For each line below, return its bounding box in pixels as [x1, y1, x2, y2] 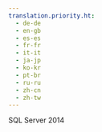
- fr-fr [15, 42, 42, 50]
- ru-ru [15, 78, 42, 86]
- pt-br [15, 71, 42, 79]
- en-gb [15, 26, 42, 34]
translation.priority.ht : [8, 11, 95, 20]
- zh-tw [15, 94, 42, 102]
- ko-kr [15, 64, 42, 72]
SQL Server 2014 [8, 115, 65, 125]
